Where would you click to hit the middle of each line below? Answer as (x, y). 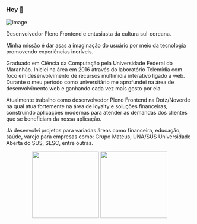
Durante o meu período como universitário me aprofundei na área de (90, 82)
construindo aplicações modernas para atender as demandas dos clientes (97, 113)
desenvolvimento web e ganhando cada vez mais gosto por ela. (84, 89)
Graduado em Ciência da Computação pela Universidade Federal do (90, 63)
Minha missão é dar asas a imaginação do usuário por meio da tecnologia (96, 45)
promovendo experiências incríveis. (50, 52)
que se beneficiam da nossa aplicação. (54, 119)
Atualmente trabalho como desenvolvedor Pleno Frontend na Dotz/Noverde (98, 100)
